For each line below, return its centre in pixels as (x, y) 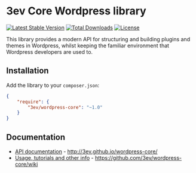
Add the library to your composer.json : (53, 85)
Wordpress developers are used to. (50, 51)
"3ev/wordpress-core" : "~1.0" (65, 107)
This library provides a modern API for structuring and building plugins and (98, 39)
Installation (27, 71)
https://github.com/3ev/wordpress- (138, 157)
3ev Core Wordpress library (76, 11)
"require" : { (33, 102)
